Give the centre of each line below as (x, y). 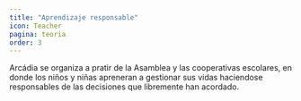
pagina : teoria (38, 34)
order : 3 (26, 42)
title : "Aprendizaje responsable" (74, 17)
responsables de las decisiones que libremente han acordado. (124, 87)
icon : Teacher (36, 26)
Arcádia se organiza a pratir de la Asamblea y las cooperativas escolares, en (150, 68)
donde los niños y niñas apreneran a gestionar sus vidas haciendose (136, 78)
